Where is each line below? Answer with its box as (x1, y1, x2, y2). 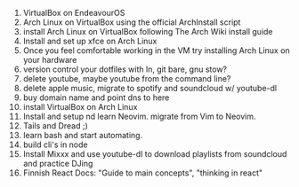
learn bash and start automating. (22, 130, 143, 140)
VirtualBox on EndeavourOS (22, 8, 125, 18)
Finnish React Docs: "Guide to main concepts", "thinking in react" (22, 168, 263, 178)
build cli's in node (22, 139, 88, 150)
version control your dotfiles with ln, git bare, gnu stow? (22, 64, 228, 74)
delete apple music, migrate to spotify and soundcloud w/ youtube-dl (22, 83, 278, 93)
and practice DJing (22, 159, 93, 168)
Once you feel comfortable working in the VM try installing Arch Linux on (22, 45, 290, 56)
